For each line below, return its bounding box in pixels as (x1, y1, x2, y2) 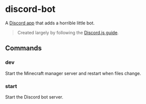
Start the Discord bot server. (5, 94, 63, 100)
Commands (5, 44, 42, 53)
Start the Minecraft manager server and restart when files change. (5, 70, 141, 76)
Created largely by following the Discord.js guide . (17, 29, 119, 35)
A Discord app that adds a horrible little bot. (5, 20, 95, 26)
